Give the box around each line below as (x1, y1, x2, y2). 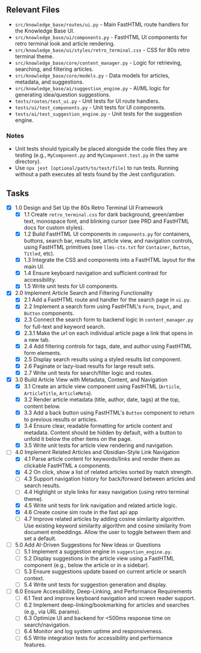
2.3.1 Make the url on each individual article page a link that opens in (23, 329, 193, 336)
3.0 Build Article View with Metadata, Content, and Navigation (14, 375, 168, 383)
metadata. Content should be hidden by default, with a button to (23, 429, 182, 436)
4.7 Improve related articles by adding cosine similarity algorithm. (23, 515, 186, 522)
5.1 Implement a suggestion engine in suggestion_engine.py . (23, 548, 172, 555)
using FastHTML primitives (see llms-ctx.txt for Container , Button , (23, 243, 191, 251)
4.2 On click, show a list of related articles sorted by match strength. (23, 469, 193, 476)
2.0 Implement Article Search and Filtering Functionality (14, 290, 153, 297)
